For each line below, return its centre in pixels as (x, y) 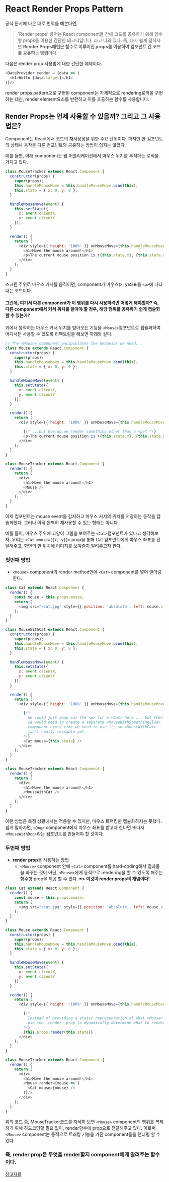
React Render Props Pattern (64, 9)
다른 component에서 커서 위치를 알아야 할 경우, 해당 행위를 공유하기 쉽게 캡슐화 (83, 309)
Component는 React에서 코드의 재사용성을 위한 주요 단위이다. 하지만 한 (75, 139)
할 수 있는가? (18, 315)
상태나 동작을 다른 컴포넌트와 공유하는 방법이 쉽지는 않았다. (68, 145)
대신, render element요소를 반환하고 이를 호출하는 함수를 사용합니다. (82, 99)
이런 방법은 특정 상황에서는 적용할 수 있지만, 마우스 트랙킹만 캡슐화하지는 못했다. (84, 821)
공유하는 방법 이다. (40, 53)
